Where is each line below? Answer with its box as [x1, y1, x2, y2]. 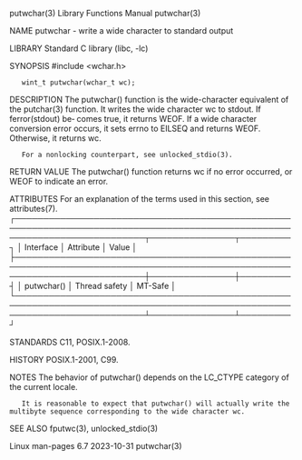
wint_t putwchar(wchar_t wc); [21, 78, 136, 87]
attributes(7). [9, 204, 58, 214]
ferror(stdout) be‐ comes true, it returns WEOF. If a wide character [9, 114, 258, 124]
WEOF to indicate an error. [9, 176, 109, 186]
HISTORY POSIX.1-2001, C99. [9, 355, 120, 365]
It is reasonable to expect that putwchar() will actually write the [21, 399, 290, 408]
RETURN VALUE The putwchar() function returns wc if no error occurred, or [9, 166, 293, 176]
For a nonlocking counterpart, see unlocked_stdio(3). [21, 150, 233, 159]
